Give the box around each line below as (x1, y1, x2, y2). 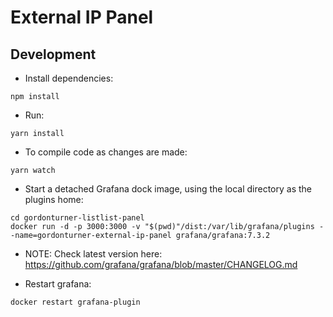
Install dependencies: (24, 72, 114, 84)
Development (10, 46, 97, 63)
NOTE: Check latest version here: (24, 248, 163, 260)
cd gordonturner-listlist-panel (10, 213, 145, 223)
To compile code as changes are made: (24, 146, 188, 158)
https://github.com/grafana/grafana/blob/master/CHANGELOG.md (24, 259, 298, 270)
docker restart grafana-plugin (10, 297, 141, 307)
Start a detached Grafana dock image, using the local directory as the (24, 183, 313, 195)
